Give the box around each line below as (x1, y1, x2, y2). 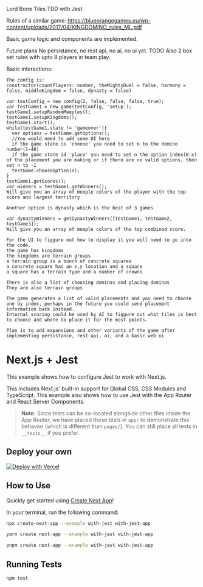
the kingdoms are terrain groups (6, 253, 91, 259)
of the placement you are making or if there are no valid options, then (6, 157, 198, 163)
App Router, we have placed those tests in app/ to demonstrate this (21, 416, 190, 423)
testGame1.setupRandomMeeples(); (6, 109, 91, 115)
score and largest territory (6, 194, 80, 200)
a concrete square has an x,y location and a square (6, 264, 143, 270)
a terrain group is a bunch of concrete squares (6, 258, 132, 264)
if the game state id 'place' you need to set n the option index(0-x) (12, 152, 198, 158)
